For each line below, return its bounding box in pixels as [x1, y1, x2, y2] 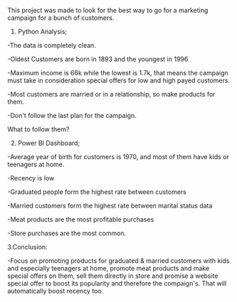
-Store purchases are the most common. [7, 229, 127, 237]
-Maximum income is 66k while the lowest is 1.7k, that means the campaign [7, 69, 229, 77]
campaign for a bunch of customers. [7, 14, 115, 22]
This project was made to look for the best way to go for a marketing [7, 6, 209, 14]
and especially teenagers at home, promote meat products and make [7, 264, 210, 272]
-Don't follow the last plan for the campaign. [7, 112, 137, 119]
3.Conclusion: [7, 243, 48, 251]
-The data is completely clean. [7, 41, 96, 49]
